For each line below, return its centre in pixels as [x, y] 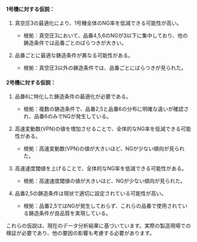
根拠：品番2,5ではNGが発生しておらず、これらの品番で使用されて [103, 206]
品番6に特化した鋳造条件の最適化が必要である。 [73, 96]
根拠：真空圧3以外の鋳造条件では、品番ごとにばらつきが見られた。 [105, 68]
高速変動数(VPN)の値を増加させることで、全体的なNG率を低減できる [98, 129]
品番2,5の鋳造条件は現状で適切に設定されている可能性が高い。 [91, 193]
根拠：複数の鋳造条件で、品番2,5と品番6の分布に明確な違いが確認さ [106, 109]
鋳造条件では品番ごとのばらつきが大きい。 [75, 43]
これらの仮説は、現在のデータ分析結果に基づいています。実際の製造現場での [98, 226]
